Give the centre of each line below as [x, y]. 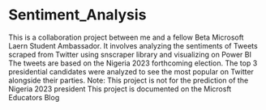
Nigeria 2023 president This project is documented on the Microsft [120, 89]
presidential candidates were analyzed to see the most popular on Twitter [131, 71]
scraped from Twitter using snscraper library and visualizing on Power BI [130, 54]
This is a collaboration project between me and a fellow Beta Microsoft [126, 37]
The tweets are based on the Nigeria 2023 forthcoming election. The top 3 [133, 63]
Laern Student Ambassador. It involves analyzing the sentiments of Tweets [133, 45]
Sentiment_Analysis [77, 15]
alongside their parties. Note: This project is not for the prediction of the [129, 80]
